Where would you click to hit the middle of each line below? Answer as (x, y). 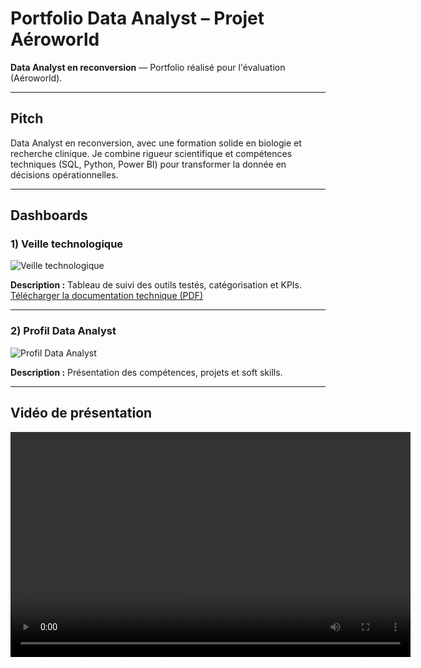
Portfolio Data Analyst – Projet (137, 18)
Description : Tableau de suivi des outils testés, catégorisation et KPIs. (156, 285)
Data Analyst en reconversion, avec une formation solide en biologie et (156, 143)
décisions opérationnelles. (64, 174)
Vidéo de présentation (81, 413)
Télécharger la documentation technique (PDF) (107, 296)
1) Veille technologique (67, 244)
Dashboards (49, 215)
